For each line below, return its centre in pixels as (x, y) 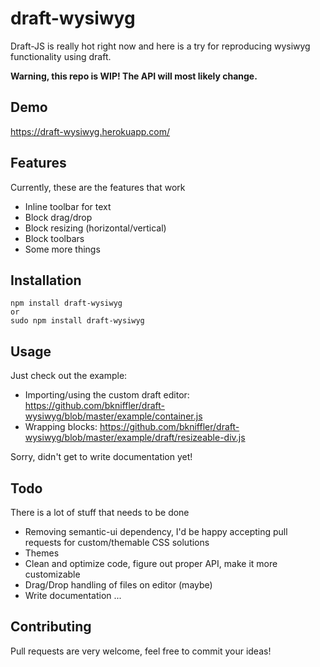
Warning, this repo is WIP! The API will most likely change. (134, 76)
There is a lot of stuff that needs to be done (100, 512)
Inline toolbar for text (68, 206)
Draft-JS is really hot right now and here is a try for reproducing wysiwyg (160, 46)
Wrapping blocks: (61, 427)
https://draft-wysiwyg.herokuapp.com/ (90, 131)
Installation (46, 280)
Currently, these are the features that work (98, 187)
